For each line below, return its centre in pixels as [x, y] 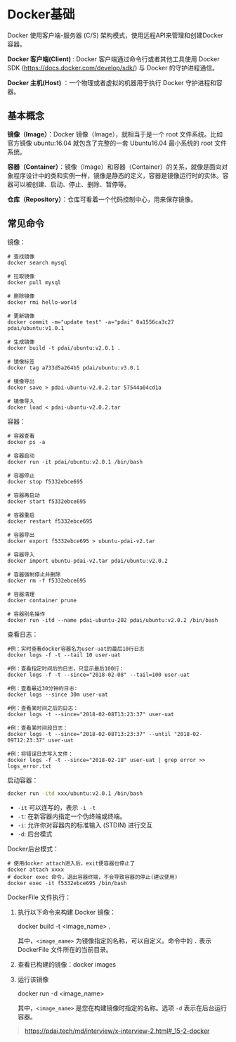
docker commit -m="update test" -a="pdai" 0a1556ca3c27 [91, 322]
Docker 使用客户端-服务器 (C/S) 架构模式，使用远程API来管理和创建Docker [115, 35]
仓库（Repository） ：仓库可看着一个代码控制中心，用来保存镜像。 [102, 199]
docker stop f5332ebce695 [45, 482]
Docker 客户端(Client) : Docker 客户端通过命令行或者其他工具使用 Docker [113, 59]
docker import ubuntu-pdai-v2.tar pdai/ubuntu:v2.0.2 [88, 561]
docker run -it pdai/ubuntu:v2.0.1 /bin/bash [75, 462]
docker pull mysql [34, 282]
